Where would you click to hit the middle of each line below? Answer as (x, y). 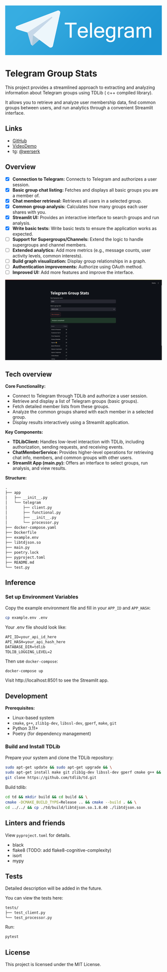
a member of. (26, 196)
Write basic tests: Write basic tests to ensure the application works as (84, 228)
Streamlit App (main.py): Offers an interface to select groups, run (80, 463)
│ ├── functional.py (33, 512)
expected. (23, 234)
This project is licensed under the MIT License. (53, 965)
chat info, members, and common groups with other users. (73, 458)
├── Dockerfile (21, 532)
